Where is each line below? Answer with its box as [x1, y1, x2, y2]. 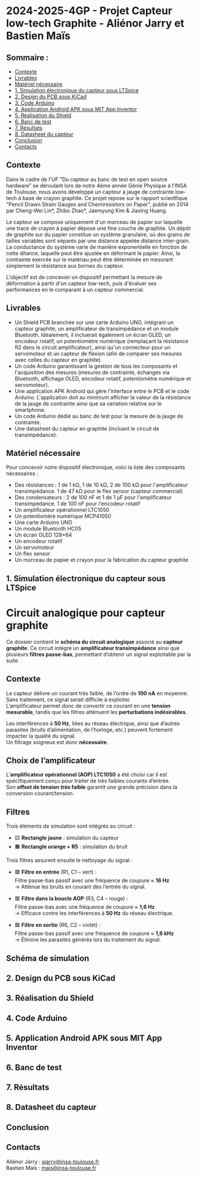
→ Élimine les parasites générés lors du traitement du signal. [14, 936, 162, 943]
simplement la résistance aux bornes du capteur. [6, 262, 125, 269]
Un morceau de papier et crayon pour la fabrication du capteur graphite [14, 556, 189, 564]
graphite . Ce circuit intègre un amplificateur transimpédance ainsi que [6, 644, 180, 651]
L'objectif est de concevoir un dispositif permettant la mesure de [6, 274, 163, 281]
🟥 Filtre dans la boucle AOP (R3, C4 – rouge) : [14, 895, 128, 902]
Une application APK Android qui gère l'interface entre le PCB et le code [14, 387, 190, 395]
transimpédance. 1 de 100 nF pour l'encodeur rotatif [14, 500, 141, 507]
